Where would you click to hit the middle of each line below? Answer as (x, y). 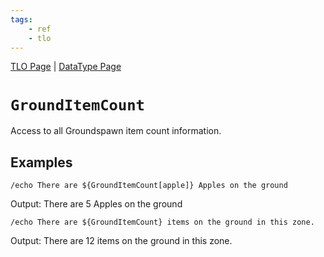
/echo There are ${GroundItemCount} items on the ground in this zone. (162, 222)
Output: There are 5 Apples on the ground (96, 204)
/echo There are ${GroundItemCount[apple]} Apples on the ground (149, 186)
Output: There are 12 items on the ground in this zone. (121, 241)
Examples (41, 162)
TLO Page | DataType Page (66, 67)
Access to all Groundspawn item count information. (116, 131)
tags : (21, 19)
